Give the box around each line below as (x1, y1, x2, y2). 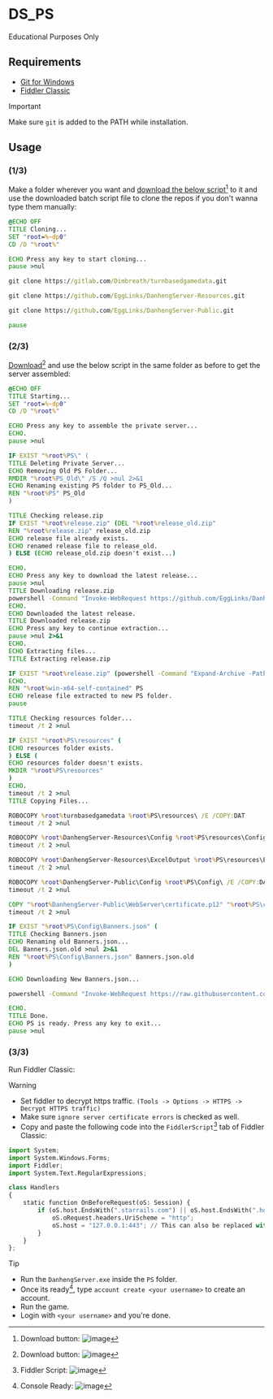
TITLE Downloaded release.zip (8, 617, 111, 626)
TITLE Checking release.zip (8, 512, 104, 520)
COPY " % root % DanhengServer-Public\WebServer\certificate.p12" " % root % (8, 900, 253, 908)
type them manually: (8, 202, 77, 212)
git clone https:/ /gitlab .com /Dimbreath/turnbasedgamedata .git (8, 277, 227, 285)
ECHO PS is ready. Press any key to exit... (8, 1020, 162, 1028)
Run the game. (19, 1302, 70, 1311)
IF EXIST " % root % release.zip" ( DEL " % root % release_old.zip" (8, 519, 217, 527)
